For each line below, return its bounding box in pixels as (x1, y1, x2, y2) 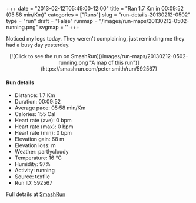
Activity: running (14, 167, 55, 174)
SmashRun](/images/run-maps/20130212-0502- (71, 53, 188, 59)
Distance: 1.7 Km (14, 92, 55, 99)
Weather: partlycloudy (14, 148, 69, 155)
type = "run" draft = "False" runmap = (6, 18, 98, 24)
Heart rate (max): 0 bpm (14, 123, 74, 130)
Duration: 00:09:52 (14, 98, 61, 105)
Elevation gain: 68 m (14, 135, 65, 143)
